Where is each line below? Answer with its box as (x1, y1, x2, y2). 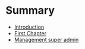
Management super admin (14, 36, 79, 43)
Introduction (14, 23, 45, 30)
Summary (5, 4, 55, 17)
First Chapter (14, 29, 47, 36)
